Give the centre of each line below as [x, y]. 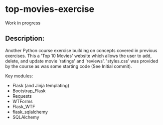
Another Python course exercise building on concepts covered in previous [81, 50]
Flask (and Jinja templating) [41, 85]
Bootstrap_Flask [29, 91]
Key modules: [19, 76]
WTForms [22, 101]
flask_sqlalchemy [30, 112]
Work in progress [23, 23]
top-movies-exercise [50, 9]
